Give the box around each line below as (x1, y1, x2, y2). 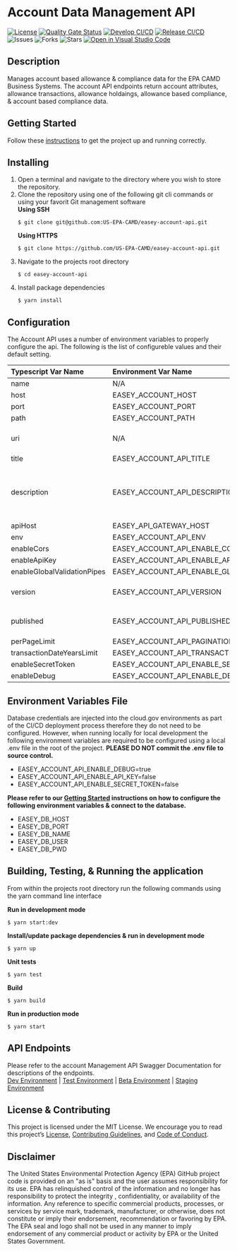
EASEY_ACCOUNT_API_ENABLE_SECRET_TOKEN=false (17, 780, 179, 788)
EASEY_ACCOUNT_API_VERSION (112, 587, 222, 597)
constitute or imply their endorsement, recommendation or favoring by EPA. (7, 1214, 227, 1223)
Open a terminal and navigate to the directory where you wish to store (17, 175, 221, 184)
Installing (7, 156, 49, 168)
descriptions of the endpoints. (7, 1068, 95, 1077)
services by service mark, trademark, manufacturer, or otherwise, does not (7, 1207, 226, 1216)
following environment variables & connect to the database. (7, 801, 187, 810)
